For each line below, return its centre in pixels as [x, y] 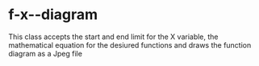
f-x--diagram [53, 15]
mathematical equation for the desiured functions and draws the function [130, 45]
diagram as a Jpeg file [46, 53]
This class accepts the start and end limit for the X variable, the [114, 37]
